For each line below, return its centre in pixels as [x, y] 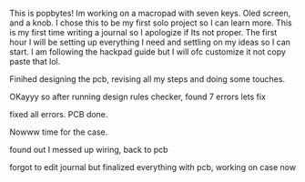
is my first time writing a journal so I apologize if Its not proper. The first [143, 32]
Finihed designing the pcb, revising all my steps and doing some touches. [147, 79]
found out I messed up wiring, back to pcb [89, 150]
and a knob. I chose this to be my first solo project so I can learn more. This [151, 23]
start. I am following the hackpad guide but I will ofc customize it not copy [148, 52]
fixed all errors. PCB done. [59, 114]
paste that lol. [35, 61]
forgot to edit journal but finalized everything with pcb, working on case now [153, 167]
